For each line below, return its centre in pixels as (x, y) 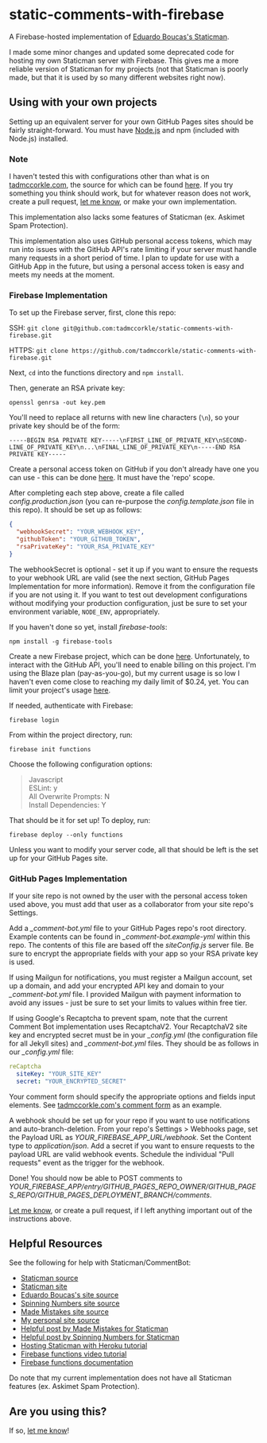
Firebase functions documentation (77, 1363)
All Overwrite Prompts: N (69, 796)
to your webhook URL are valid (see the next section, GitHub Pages (119, 577)
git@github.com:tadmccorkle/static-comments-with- (148, 329)
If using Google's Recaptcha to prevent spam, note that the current (118, 1018)
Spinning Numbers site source (70, 1303)
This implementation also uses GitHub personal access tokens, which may (131, 241)
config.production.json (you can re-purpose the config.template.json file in (132, 502)
